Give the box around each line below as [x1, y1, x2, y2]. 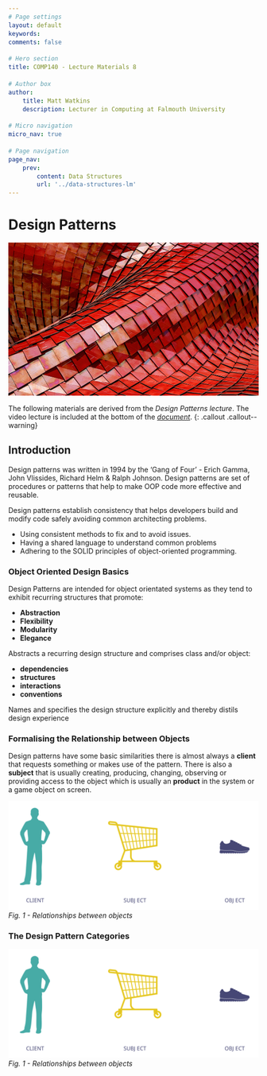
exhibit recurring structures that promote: [8, 592, 144, 602]
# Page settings [8, 13, 62, 21]
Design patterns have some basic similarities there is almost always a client [8, 752, 256, 761]
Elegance [19, 633, 52, 643]
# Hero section [8, 55, 59, 63]
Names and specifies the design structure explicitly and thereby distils [8, 705, 238, 715]
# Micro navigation [8, 122, 73, 130]
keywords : [8, 29, 41, 37]
